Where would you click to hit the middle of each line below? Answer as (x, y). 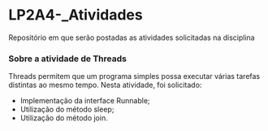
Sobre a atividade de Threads (68, 59)
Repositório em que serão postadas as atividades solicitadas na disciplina (132, 37)
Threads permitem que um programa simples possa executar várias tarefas (134, 76)
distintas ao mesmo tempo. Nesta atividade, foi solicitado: (105, 85)
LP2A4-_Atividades (76, 15)
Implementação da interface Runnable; (85, 101)
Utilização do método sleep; (67, 109)
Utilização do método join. (64, 118)
